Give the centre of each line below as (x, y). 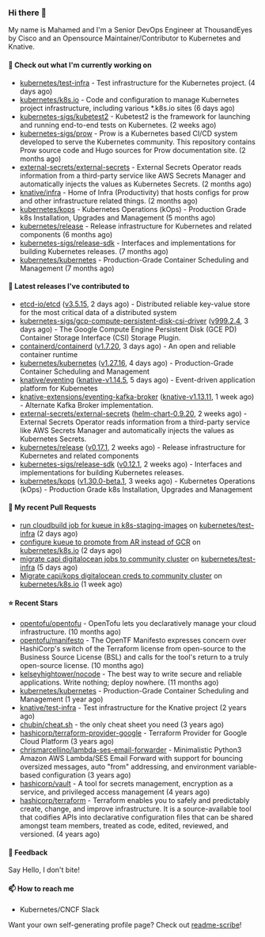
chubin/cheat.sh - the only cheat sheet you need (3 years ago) (122, 724)
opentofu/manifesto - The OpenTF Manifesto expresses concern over (133, 640)
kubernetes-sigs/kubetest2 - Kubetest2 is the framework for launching (135, 116)
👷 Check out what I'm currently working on (80, 65)
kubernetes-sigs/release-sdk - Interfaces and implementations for (127, 243)
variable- (243, 767)
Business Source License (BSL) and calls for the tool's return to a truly (134, 657)
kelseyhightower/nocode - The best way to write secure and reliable (131, 674)
